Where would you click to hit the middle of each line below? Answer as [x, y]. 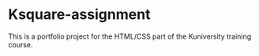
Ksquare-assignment [79, 15]
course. [21, 44]
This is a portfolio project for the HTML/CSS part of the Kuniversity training [130, 36]
